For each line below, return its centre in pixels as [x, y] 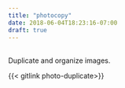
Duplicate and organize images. [59, 60]
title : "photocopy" [40, 15]
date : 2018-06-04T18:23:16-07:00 [63, 23]
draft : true [28, 30]
